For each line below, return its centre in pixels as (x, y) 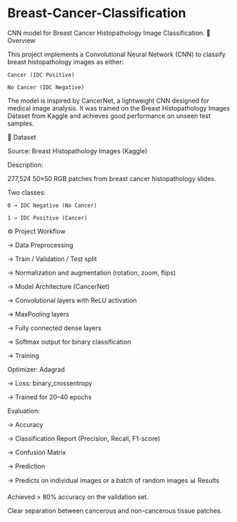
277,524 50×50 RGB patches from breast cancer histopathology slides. (112, 178)
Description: (25, 165)
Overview (21, 40)
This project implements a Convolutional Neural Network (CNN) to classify (117, 54)
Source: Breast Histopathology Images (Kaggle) (77, 150)
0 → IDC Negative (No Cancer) (52, 205)
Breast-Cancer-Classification (97, 13)
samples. (21, 123)
